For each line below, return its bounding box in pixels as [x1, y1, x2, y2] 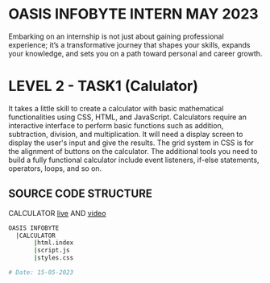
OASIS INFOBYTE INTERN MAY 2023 [8, 5, 260, 23]
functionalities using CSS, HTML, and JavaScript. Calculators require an [8, 112, 247, 122]
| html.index [33, 239, 74, 247]
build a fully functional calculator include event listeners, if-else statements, [8, 155, 260, 164]
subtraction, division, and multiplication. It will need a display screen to [8, 129, 243, 139]
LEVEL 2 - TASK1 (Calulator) [8, 77, 199, 95]
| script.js [33, 247, 70, 255]
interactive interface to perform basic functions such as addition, [8, 120, 224, 130]
